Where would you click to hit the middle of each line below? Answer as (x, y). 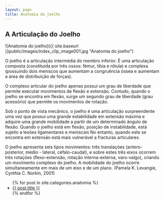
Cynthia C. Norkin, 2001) (30, 173)
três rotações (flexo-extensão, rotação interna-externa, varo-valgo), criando (82, 158)
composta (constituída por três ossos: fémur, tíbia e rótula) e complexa (77, 66)
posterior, (15, 152)
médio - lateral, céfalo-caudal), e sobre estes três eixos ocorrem (91, 152)
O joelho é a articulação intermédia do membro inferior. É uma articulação (80, 61)
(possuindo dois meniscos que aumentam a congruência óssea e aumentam (82, 71)
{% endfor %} (26, 193)
